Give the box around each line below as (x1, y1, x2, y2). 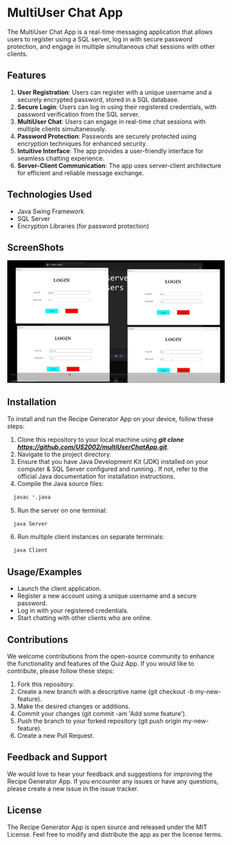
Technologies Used (7, 188, 92, 201)
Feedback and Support (7, 751, 108, 764)
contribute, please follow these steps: (7, 666, 115, 674)
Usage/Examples (7, 566, 82, 578)
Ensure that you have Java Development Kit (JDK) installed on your (17, 457, 209, 465)
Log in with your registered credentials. (17, 606, 129, 615)
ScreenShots (7, 242, 64, 253)
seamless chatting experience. (17, 154, 105, 162)
